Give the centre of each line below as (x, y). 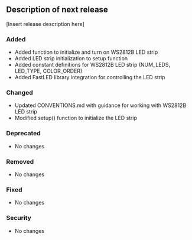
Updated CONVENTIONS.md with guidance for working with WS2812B (100, 105)
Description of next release (57, 10)
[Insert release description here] (45, 24)
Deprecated (24, 134)
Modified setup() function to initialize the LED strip (76, 118)
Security (19, 218)
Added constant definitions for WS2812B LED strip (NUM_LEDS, (92, 65)
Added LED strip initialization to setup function (71, 59)
